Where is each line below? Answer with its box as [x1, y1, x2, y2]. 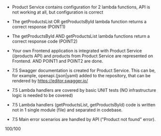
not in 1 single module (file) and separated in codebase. [12, 107, 123, 113]
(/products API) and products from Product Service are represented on [12, 53, 153, 59]
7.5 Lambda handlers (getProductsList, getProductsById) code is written [12, 102, 156, 107]
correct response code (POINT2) [12, 38, 78, 44]
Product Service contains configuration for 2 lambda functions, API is [12, 4, 150, 10]
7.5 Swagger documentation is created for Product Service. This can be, [12, 68, 156, 73]
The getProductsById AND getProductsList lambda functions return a [12, 34, 150, 39]
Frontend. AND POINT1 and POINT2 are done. [12, 58, 103, 64]
